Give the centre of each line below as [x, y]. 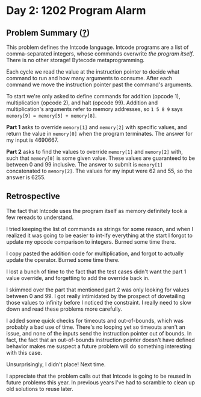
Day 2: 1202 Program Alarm [76, 11]
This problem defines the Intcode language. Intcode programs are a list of [97, 47]
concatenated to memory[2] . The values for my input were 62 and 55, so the [99, 171]
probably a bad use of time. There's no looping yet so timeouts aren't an [96, 327]
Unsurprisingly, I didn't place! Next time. [56, 364]
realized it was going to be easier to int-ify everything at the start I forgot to [99, 235]
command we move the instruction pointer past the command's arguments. [100, 84]
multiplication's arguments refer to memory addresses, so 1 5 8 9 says [94, 109]
